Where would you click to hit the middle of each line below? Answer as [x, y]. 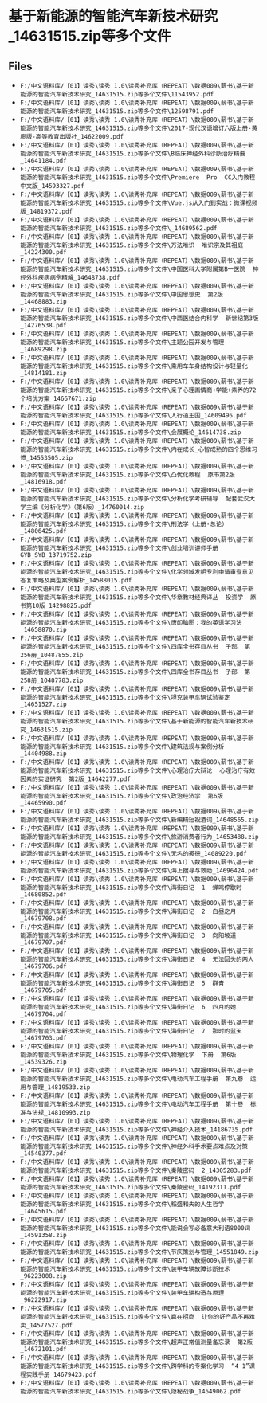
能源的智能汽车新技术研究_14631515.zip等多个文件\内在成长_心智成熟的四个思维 [135, 449]
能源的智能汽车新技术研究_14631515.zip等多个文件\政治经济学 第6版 [121, 796]
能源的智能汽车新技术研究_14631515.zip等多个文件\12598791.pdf [117, 112]
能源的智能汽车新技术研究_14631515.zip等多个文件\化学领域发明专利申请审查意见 [137, 572]
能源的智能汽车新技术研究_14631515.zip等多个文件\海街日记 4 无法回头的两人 [137, 959]
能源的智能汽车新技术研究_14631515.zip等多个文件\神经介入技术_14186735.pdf [136, 1130]
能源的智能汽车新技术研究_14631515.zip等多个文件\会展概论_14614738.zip [130, 433]
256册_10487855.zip [51, 655]
